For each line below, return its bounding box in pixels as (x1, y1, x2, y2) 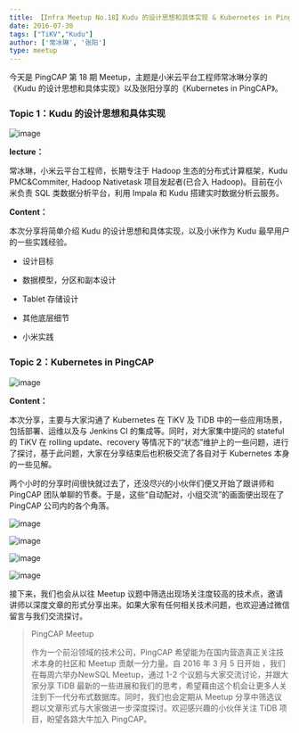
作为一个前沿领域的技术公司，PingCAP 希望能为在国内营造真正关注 (30, 647, 277, 657)
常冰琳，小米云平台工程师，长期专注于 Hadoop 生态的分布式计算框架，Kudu (9, 166, 288, 177)
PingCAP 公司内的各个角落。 (9, 500, 114, 511)
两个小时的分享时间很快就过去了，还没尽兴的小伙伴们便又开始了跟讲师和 (9, 478, 274, 489)
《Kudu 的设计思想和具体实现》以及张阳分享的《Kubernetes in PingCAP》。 (9, 83, 283, 94)
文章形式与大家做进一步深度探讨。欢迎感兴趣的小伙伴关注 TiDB (46, 702, 278, 713)
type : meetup (9, 46, 58, 55)
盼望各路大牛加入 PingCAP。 (46, 713, 152, 724)
